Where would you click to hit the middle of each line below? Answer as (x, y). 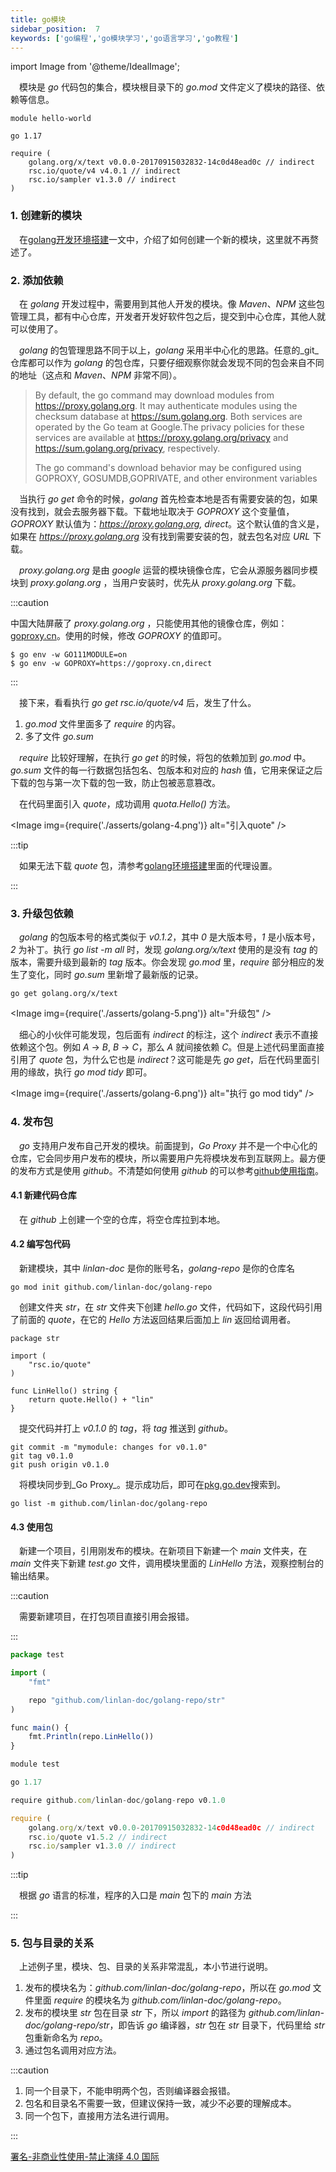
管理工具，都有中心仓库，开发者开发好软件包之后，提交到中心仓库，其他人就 (168, 316)
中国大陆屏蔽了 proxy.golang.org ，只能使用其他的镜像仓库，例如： (149, 623)
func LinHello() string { (64, 1391)
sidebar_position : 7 (55, 29)
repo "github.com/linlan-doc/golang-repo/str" (127, 1700)
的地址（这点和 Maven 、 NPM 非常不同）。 (96, 375)
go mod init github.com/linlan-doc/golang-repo (111, 1287)
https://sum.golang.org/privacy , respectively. (127, 448)
